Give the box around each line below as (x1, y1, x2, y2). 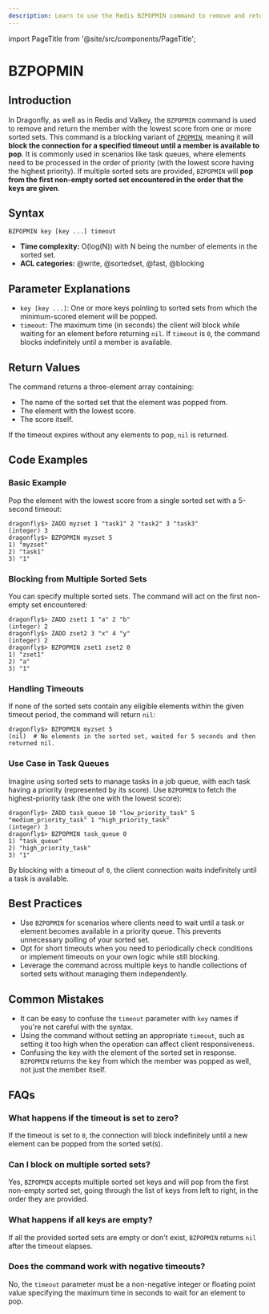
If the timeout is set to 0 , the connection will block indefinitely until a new (8, 1130, 248, 1140)
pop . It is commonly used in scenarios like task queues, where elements (8, 149, 247, 159)
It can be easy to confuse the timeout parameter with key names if (19, 1014, 239, 1024)
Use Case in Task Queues (8, 758, 110, 769)
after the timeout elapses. (8, 1241, 93, 1251)
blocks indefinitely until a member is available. (19, 338, 172, 347)
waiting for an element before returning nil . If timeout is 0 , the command (19, 329, 260, 339)
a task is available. (8, 874, 70, 883)
